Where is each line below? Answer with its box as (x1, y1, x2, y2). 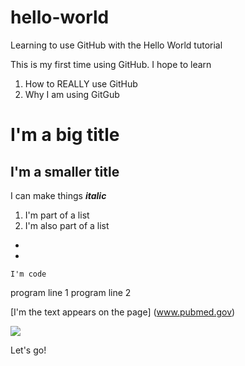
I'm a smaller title (10, 163, 120, 180)
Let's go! (10, 344, 47, 356)
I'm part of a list (24, 209, 90, 221)
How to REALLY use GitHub (24, 77, 138, 90)
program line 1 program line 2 (10, 286, 132, 298)
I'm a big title (10, 124, 120, 146)
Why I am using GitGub (24, 88, 120, 100)
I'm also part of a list (24, 219, 110, 231)
